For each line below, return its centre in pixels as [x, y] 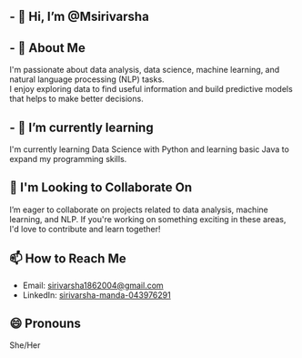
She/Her [25, 345]
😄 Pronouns [45, 324]
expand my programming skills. [68, 159]
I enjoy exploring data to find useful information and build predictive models [151, 89]
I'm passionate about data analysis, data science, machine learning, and [145, 70]
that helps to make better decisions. [76, 99]
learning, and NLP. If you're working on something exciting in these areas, [148, 219]
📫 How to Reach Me [68, 259]
